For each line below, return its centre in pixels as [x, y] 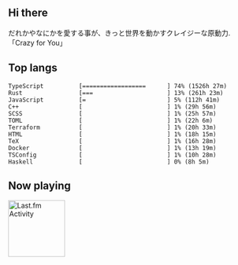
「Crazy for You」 [37, 42]
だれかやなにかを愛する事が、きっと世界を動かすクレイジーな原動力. [119, 33]
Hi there [28, 13]
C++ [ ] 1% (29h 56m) [112, 107]
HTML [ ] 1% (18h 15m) [112, 134]
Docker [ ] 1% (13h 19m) [112, 148]
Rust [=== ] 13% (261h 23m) [116, 93]
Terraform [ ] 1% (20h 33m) [112, 127]
